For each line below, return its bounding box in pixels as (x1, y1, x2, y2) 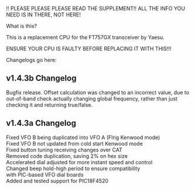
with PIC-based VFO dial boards (6, 171, 84, 178)
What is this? (6, 23, 37, 29)
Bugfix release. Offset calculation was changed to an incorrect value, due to (6, 89, 189, 96)
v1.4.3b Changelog (6, 73, 77, 84)
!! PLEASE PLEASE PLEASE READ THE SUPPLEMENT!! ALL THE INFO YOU (6, 5, 186, 12)
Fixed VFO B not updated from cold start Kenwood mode (6, 140, 143, 147)
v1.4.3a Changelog (6, 118, 76, 128)
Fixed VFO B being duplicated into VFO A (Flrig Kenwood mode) (6, 134, 160, 141)
